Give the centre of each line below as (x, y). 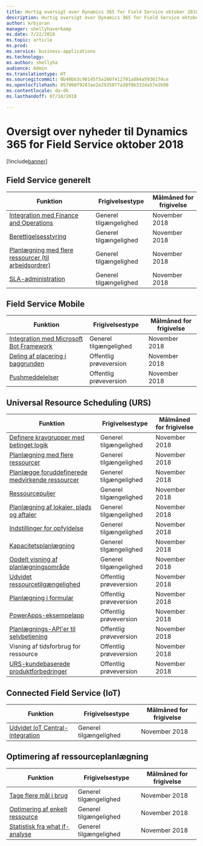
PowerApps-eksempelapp (47, 615)
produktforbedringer (38, 672)
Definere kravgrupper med (47, 438)
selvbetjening (29, 636)
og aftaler (23, 515)
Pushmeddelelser (34, 377)
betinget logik (29, 445)
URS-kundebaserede (40, 664)
